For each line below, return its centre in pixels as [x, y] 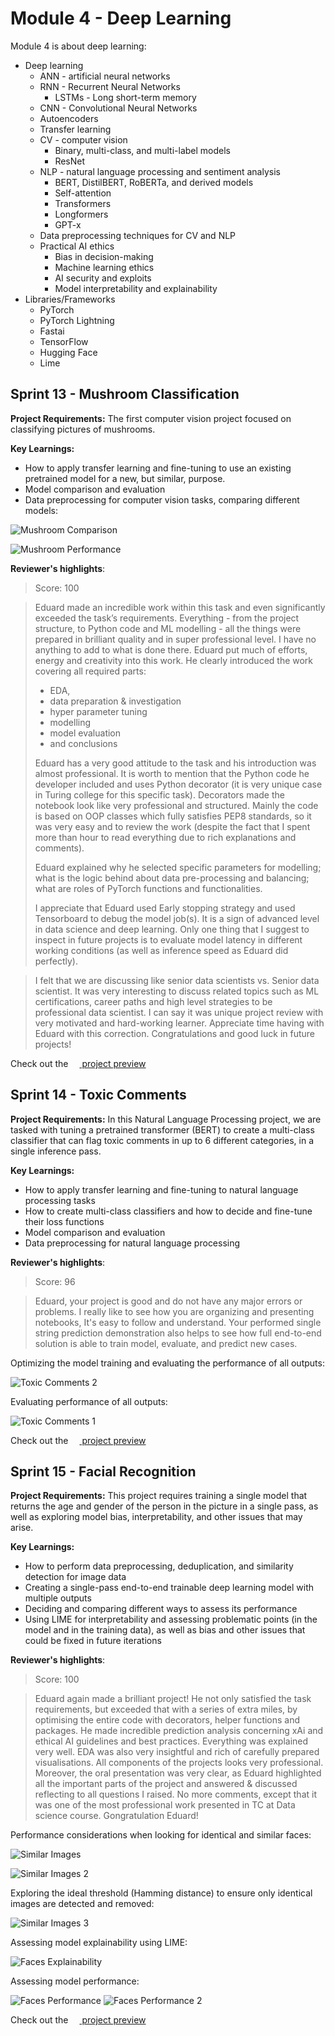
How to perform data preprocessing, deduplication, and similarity [159, 1566]
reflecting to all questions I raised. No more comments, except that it [175, 1794]
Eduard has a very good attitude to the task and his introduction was [175, 763]
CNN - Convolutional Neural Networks [118, 108]
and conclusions [83, 743]
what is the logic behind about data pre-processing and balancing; [172, 878]
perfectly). [56, 961]
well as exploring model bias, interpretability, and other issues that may [156, 1517]
